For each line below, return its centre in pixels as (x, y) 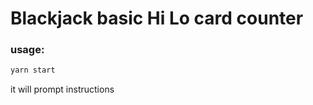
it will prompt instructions (62, 89)
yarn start (33, 70)
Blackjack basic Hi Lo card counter (157, 18)
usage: (27, 50)
